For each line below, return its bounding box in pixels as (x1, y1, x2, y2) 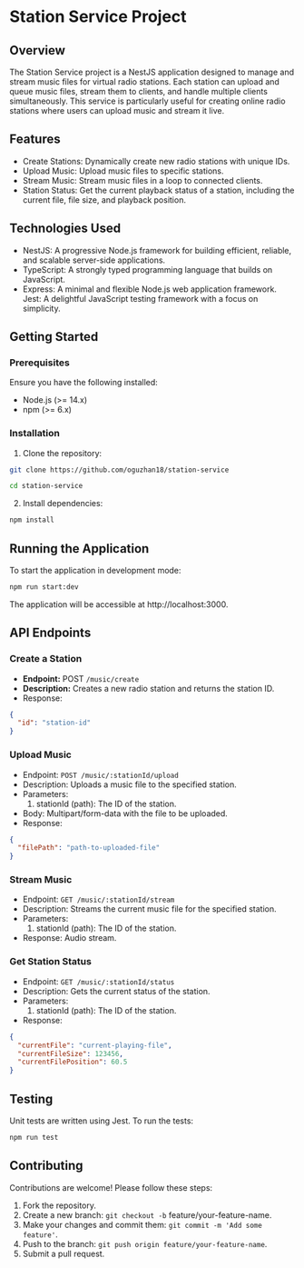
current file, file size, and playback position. (22, 194, 186, 205)
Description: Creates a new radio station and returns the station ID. (22, 683, 275, 694)
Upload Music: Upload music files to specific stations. (22, 165, 224, 176)
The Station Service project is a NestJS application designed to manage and (9, 66, 295, 77)
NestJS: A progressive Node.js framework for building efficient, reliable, (22, 245, 292, 255)
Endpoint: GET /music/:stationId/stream (22, 894, 175, 905)
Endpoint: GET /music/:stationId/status (22, 975, 175, 987)
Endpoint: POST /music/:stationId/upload (22, 769, 179, 780)
